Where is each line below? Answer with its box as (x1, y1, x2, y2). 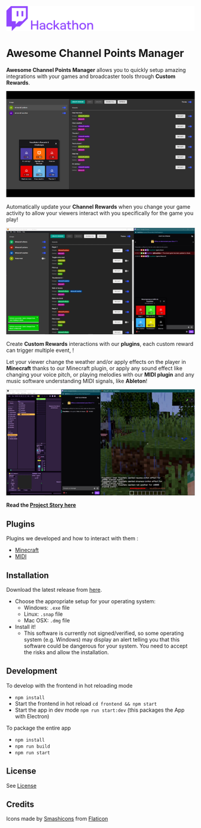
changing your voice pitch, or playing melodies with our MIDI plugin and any (6, 371, 194, 378)
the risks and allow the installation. (23, 649, 109, 656)
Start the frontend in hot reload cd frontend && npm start (14, 700, 157, 707)
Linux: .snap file (23, 610, 63, 618)
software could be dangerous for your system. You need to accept (23, 642, 188, 649)
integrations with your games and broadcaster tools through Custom (6, 73, 176, 80)
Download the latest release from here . (6, 586, 102, 593)
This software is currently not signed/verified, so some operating (23, 630, 184, 637)
